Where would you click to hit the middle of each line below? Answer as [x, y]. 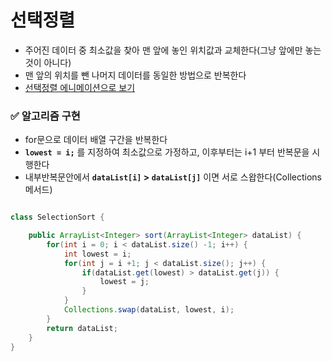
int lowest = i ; [97, 254]
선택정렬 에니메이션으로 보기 [80, 87]
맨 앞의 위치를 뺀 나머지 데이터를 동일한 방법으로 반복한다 [135, 75]
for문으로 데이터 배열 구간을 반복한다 [96, 140]
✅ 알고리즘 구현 [45, 116]
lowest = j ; [124, 282]
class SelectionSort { [57, 217]
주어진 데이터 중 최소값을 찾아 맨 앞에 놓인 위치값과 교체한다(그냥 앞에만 [163, 50]
